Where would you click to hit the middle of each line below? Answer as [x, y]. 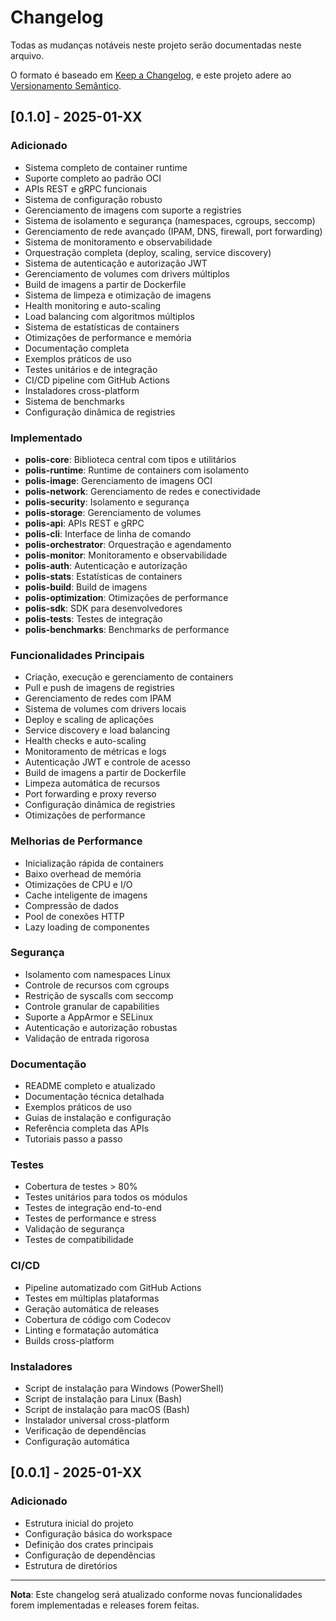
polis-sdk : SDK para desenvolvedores [103, 608]
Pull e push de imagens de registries [99, 688]
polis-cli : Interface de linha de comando [108, 533]
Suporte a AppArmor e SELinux [89, 1017]
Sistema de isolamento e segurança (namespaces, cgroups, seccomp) [170, 220]
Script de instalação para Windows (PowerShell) [124, 1388]
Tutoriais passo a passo [73, 1139]
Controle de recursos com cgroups [97, 985]
